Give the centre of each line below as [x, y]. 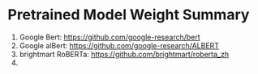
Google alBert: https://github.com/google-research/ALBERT [119, 45]
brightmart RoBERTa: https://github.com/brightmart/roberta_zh [124, 54]
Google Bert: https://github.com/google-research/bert [110, 37]
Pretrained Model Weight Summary [129, 15]
